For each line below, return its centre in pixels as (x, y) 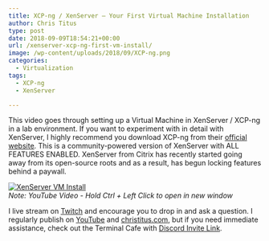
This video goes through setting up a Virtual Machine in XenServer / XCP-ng (134, 120)
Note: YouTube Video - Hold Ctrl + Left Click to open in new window (121, 196)
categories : (28, 61)
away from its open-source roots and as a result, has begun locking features (135, 163)
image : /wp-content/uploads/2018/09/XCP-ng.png (90, 53)
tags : (17, 76)
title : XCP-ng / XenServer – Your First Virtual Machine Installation (129, 16)
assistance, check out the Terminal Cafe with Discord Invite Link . (115, 228)
